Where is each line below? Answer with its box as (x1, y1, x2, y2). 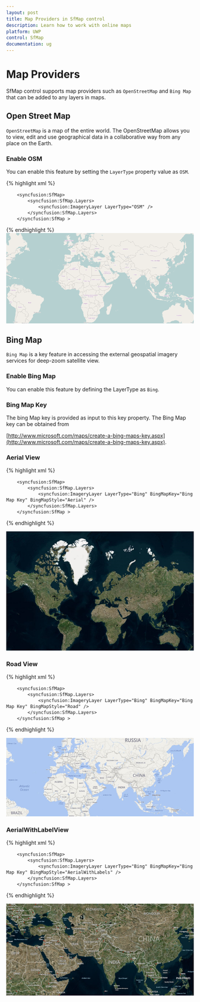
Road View (6, 660, 38, 668)
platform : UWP (6, 29, 42, 35)
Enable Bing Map (6, 372, 56, 381)
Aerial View (6, 453, 40, 461)
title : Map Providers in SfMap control (6, 16, 105, 22)
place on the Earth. (6, 139, 53, 146)
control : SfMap (6, 35, 44, 41)
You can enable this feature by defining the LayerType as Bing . (6, 385, 160, 393)
